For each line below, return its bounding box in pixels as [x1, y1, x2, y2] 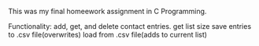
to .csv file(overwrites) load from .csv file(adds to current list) [8, 30, 207, 39]
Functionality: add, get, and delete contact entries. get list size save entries [8, 22, 252, 30]
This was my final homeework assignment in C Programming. [8, 7, 207, 16]
